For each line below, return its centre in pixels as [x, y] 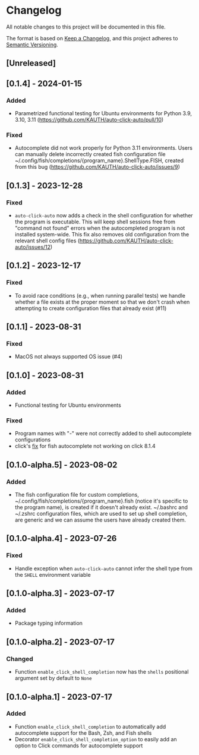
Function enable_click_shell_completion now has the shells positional [102, 672]
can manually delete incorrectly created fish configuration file [90, 154]
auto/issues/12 [33, 247]
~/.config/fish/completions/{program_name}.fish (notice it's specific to [101, 501]
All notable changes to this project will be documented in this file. [86, 27]
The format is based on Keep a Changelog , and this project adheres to [92, 38]
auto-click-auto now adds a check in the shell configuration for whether [104, 215]
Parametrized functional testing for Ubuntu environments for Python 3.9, [103, 113]
